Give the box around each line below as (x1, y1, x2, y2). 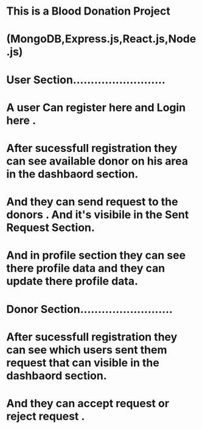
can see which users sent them (6, 343, 167, 357)
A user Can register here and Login (6, 100, 186, 114)
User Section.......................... (6, 73, 165, 86)
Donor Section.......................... (6, 302, 173, 316)
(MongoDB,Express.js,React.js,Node (6, 32, 197, 46)
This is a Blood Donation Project (6, 4, 170, 18)
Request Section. (6, 221, 96, 235)
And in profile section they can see (6, 249, 186, 263)
